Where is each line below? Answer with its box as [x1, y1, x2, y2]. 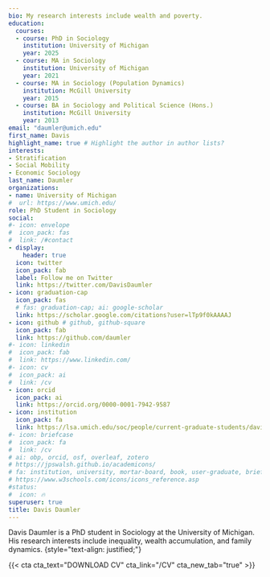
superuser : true [8, 498, 63, 506]
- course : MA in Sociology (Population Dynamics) [15, 79, 185, 87]
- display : [8, 244, 45, 252]
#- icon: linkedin [8, 341, 70, 349]
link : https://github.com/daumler [15, 333, 131, 342]
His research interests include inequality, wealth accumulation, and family [8, 536, 252, 546]
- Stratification [8, 154, 67, 162]
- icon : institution [8, 408, 78, 417]
